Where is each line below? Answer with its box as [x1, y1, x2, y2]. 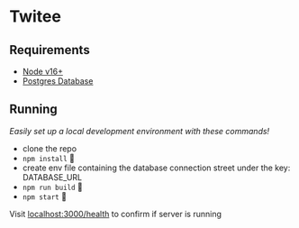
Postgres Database [22, 76, 94, 87]
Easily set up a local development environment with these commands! [9, 125, 270, 136]
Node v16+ [22, 66, 63, 77]
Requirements [9, 42, 90, 58]
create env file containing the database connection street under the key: [22, 162, 291, 173]
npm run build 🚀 [22, 181, 83, 192]
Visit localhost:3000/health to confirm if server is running [9, 208, 222, 219]
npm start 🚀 [22, 191, 68, 202]
